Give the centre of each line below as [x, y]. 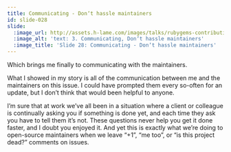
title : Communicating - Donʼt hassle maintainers [80, 13]
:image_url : [31, 33]
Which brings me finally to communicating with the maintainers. [97, 65]
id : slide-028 [27, 20]
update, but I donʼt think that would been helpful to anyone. [91, 92]
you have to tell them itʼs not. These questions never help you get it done [110, 120]
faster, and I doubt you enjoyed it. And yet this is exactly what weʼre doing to [115, 128]
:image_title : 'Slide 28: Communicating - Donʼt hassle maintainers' [115, 45]
